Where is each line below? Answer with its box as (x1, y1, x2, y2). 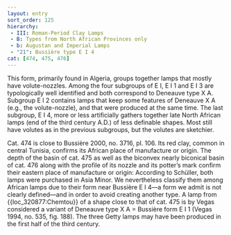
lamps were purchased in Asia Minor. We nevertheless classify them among (7, 176, 223, 184)
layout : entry (7, 10, 49, 17)
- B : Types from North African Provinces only (10, 36, 148, 43)
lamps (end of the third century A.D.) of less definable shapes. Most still (7, 118, 213, 126)
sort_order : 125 (7, 17, 54, 23)
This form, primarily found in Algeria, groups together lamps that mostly (7, 74, 212, 82)
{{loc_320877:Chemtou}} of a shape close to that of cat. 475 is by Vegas (7, 198, 215, 206)
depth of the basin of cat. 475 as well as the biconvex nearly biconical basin (7, 153, 225, 162)
